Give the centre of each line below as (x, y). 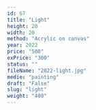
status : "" (22, 64)
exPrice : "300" (29, 58)
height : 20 (22, 26)
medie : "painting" (33, 77)
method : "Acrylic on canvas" (48, 39)
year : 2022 (22, 45)
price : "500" (26, 52)
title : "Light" (29, 20)
